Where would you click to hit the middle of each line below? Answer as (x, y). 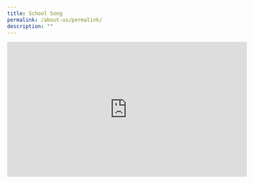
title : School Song (35, 13)
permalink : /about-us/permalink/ (55, 20)
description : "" (30, 26)
